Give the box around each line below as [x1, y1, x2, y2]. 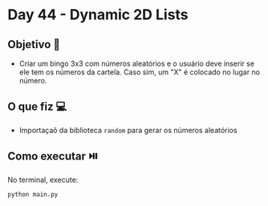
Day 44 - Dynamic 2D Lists [7, 6, 189, 24]
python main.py [7, 190, 59, 198]
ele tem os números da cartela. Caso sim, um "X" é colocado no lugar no [18, 67, 261, 77]
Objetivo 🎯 [7, 38, 61, 51]
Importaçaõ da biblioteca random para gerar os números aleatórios [18, 125, 238, 135]
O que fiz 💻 [7, 100, 67, 114]
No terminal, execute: [7, 175, 79, 184]
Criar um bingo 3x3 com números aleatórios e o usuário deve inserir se [18, 59, 254, 68]
